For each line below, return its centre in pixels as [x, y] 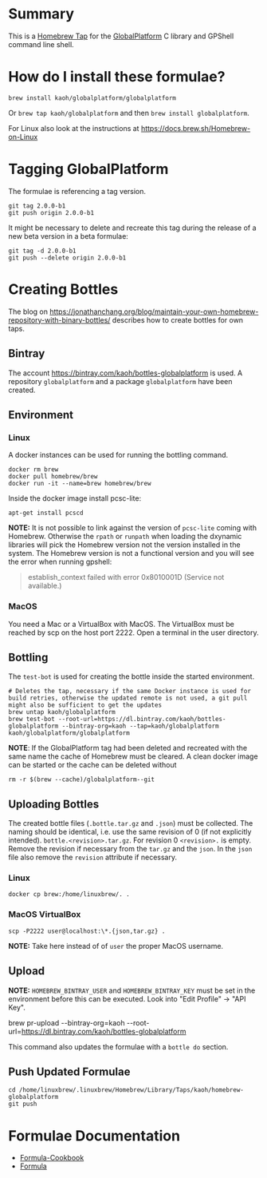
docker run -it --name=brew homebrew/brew [80, 484]
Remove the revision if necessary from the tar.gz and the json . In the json [130, 849]
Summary [41, 14]
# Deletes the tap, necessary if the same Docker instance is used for [130, 692]
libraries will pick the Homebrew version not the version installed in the [124, 545]
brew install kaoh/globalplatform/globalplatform [92, 98]
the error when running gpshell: [60, 562]
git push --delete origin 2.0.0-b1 [67, 258]
